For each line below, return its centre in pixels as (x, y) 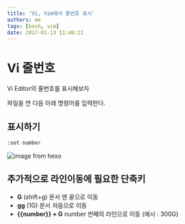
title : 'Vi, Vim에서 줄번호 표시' (51, 13)
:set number (24, 143)
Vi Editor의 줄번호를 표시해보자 (48, 89)
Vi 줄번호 (31, 68)
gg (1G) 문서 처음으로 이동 (52, 205)
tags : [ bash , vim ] (33, 26)
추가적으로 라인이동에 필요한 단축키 (76, 179)
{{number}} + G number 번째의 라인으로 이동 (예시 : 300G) (98, 214)
